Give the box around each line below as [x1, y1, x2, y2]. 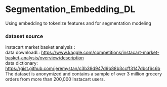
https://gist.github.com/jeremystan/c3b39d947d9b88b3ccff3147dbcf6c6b [5, 65, 160, 71]
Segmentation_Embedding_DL [5, 4, 136, 15]
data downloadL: [5, 49, 40, 56]
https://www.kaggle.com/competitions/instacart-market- [41, 49, 159, 56]
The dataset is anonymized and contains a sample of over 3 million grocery [5, 71, 162, 77]
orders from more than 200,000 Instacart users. [5, 76, 105, 82]
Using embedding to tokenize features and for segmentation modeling [5, 20, 152, 26]
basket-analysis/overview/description [5, 55, 84, 61]
